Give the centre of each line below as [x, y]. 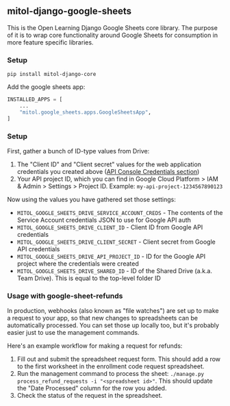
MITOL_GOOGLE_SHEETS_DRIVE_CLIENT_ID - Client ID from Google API [110, 227]
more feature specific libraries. [50, 42]
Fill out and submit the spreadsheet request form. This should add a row [119, 359]
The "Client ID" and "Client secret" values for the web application [109, 164]
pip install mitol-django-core [52, 75]
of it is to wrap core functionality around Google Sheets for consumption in [113, 35]
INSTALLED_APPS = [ [35, 100]
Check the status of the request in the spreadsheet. [90, 396]
